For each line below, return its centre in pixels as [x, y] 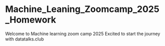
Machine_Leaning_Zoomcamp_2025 [82, 9]
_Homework [31, 20]
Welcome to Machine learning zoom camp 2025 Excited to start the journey [83, 33]
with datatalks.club [24, 39]
